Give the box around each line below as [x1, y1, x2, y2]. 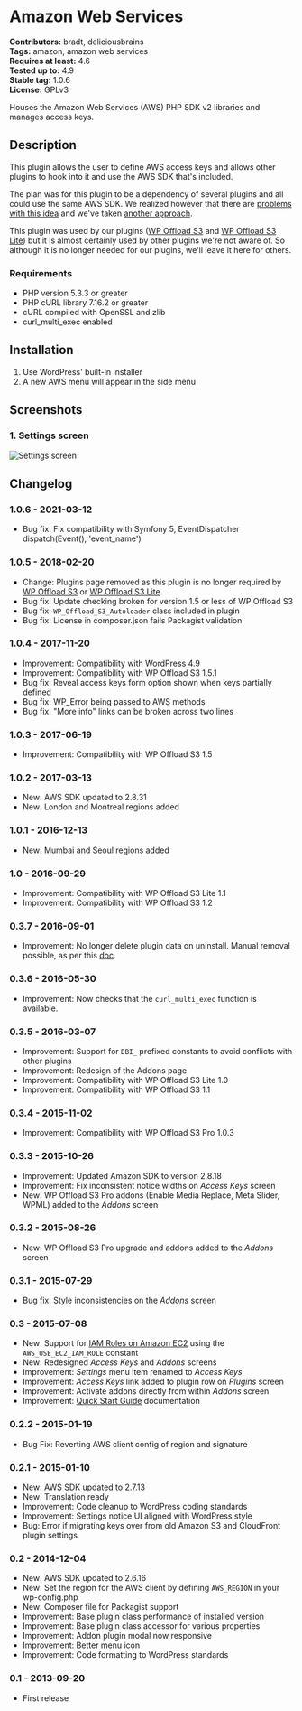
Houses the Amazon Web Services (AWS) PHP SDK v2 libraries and [9, 101, 261, 112]
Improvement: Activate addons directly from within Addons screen [22, 1386, 270, 1397]
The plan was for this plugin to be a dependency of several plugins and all [9, 188, 284, 200]
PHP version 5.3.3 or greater [22, 287, 128, 299]
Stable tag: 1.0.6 [9, 74, 70, 85]
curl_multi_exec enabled [22, 316, 113, 327]
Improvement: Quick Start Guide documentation [22, 1396, 200, 1407]
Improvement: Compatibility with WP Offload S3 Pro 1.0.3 [22, 1127, 234, 1138]
